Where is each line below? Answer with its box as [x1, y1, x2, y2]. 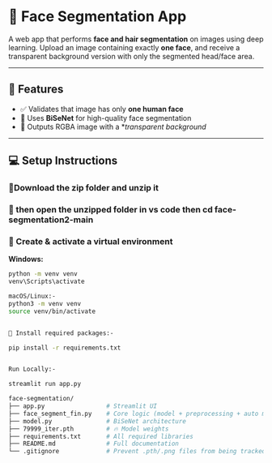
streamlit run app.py [8, 380, 82, 388]
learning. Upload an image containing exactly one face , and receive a [8, 42, 240, 52]
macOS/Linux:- [8, 292, 57, 301]
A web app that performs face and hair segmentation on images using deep [8, 34, 264, 44]
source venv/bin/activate [8, 307, 96, 315]
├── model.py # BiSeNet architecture [8, 417, 186, 425]
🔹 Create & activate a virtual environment [8, 235, 173, 247]
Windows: [8, 255, 44, 264]
